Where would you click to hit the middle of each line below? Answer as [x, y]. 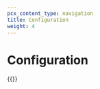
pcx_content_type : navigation [50, 13]
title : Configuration [38, 20]
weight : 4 [21, 26]
